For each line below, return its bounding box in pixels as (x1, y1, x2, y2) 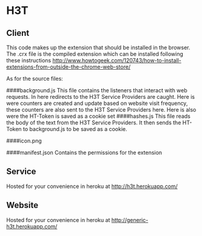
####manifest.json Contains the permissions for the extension (6, 149, 163, 156)
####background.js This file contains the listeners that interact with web (6, 87, 188, 94)
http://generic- (111, 216, 149, 223)
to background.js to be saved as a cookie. (23, 126, 127, 132)
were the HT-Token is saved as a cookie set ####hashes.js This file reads (6, 113, 191, 120)
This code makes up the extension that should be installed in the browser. (6, 44, 190, 51)
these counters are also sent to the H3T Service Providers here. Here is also (6, 106, 197, 113)
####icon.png (6, 137, 42, 144)
